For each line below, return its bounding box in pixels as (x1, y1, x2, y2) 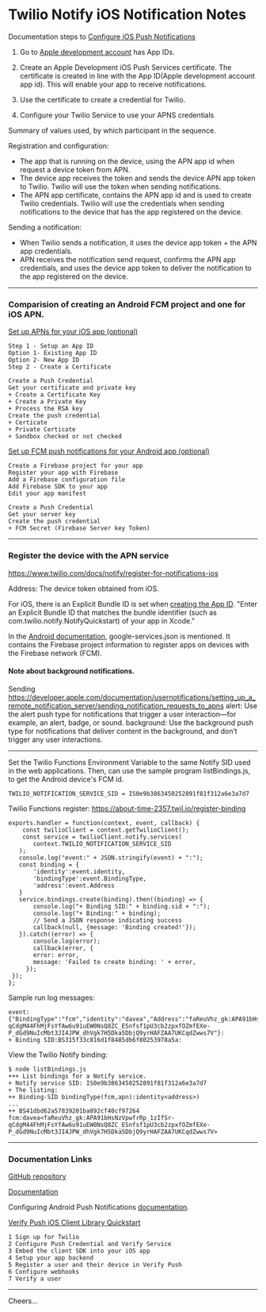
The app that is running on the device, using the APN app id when (19, 156, 235, 166)
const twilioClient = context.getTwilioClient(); (22, 826, 190, 834)
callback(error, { (32, 943, 93, 952)
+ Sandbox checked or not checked (8, 433, 123, 441)
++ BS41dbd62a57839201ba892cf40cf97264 (8, 1106, 140, 1115)
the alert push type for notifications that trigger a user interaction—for (8, 709, 237, 719)
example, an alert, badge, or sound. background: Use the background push (8, 717, 254, 727)
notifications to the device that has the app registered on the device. (19, 206, 243, 216)
